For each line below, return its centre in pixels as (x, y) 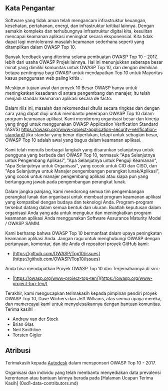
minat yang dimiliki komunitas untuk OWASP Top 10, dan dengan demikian (81, 67)
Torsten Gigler (27, 335)
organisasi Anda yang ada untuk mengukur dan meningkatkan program (78, 213)
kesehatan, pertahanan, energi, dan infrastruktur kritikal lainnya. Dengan (79, 26)
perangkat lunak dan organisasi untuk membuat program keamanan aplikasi (83, 197)
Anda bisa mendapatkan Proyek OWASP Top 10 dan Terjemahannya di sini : (83, 268)
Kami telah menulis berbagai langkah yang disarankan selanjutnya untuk (79, 149)
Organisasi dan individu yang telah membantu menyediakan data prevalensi (83, 372)
